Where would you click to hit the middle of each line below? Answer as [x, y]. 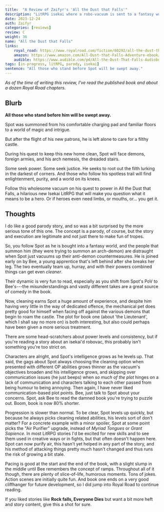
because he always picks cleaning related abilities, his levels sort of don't [79, 418]
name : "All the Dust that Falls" [39, 42]
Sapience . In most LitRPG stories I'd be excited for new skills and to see [77, 433]
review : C [15, 32]
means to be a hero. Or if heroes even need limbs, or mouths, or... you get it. [82, 199]
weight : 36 [16, 37]
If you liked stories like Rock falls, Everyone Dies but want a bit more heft [79, 499]
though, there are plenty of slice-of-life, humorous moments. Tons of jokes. [81, 474]
